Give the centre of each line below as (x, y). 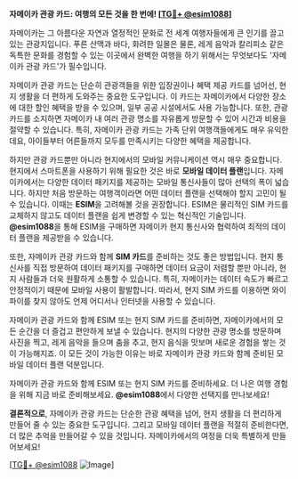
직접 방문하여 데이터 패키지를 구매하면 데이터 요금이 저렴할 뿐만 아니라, (155, 268)
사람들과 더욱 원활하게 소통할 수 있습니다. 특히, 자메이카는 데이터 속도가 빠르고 (153, 279)
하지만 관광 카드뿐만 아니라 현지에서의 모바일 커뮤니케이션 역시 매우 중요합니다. (146, 160)
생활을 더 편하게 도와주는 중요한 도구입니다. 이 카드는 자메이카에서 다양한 (144, 96)
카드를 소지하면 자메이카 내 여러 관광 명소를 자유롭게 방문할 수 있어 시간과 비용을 (148, 118)
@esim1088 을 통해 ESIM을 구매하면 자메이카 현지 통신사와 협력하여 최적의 (139, 227)
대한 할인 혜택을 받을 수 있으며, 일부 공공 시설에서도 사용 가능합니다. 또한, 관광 (153, 107)
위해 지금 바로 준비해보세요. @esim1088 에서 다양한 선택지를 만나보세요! (144, 394)
